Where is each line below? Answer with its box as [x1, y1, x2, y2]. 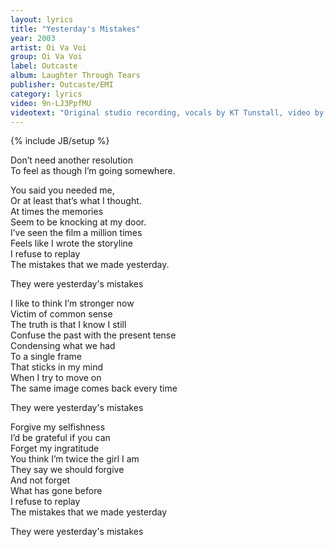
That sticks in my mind [10, 361, 104, 373]
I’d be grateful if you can [10, 432, 111, 444]
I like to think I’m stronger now [10, 297, 135, 310]
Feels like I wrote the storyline [10, 237, 133, 250]
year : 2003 [10, 33, 56, 43]
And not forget [10, 474, 71, 486]
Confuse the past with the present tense [10, 329, 177, 341]
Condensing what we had [10, 340, 116, 352]
